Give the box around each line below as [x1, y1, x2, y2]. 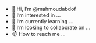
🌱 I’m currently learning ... [11, 18, 74, 24]
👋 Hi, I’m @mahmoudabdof [11, 6, 77, 12]
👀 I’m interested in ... [11, 12, 61, 19]
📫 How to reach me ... [11, 31, 66, 37]
